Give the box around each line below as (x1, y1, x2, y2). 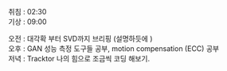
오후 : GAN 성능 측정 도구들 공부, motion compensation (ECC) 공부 (8, 44, 220, 53)
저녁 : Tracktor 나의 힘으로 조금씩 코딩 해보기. (8, 54, 150, 63)
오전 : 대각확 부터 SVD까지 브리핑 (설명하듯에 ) (8, 34, 153, 43)
